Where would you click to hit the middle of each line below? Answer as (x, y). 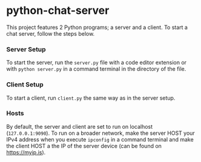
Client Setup (25, 85)
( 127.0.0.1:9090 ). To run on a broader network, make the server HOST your (100, 133)
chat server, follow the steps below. (51, 33)
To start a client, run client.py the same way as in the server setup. (91, 98)
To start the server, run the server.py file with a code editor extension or (96, 63)
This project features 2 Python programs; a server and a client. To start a (97, 27)
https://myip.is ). (26, 152)
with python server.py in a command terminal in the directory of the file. (96, 69)
